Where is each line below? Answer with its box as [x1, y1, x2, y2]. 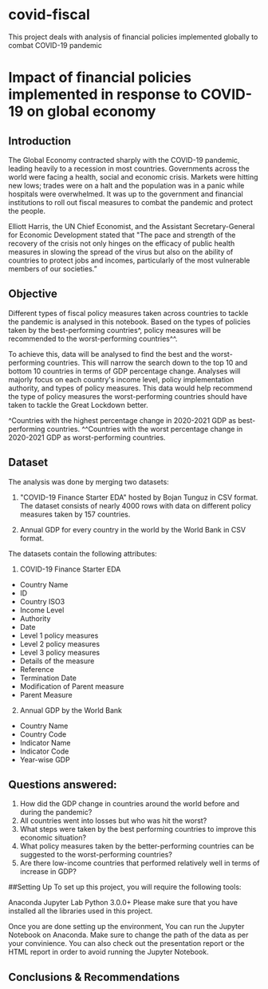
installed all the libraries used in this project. [8, 906, 153, 916]
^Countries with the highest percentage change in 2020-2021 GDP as [8, 415, 237, 425]
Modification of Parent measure [19, 681, 124, 691]
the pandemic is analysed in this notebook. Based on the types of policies [8, 317, 251, 326]
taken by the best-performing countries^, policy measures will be [8, 325, 222, 334]
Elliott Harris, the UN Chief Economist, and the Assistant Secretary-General [8, 221, 255, 231]
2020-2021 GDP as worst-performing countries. [8, 433, 166, 442]
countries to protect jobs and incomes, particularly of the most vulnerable [8, 255, 250, 265]
